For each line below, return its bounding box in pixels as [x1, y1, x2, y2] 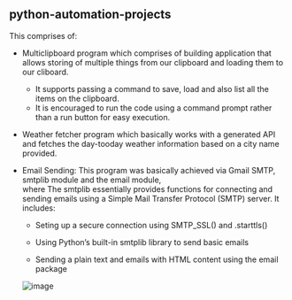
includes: [21, 203, 56, 213]
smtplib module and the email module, [21, 174, 162, 185]
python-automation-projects [9, 7, 172, 22]
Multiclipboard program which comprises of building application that [21, 48, 272, 58]
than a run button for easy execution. [35, 112, 171, 122]
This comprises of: [9, 30, 78, 41]
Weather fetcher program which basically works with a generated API [21, 128, 276, 140]
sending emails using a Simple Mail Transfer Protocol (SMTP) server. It [21, 193, 280, 204]
